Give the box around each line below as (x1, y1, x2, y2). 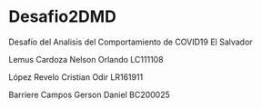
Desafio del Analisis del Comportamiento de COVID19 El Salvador (8, 36, 253, 47)
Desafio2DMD (8, 6, 117, 27)
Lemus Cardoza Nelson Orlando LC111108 (8, 54, 165, 64)
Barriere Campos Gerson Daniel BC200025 (8, 89, 170, 100)
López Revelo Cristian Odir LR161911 (8, 71, 144, 83)
